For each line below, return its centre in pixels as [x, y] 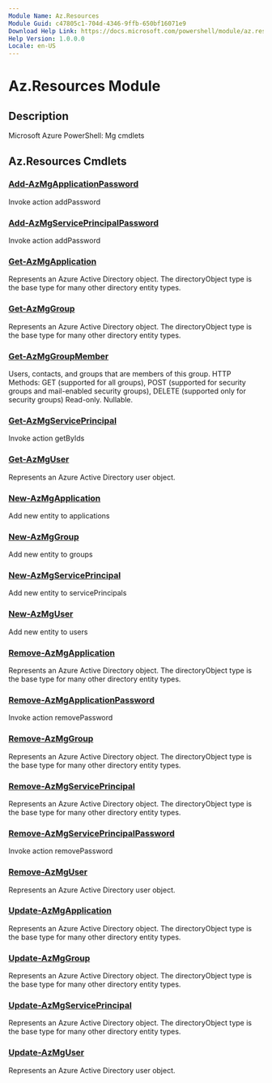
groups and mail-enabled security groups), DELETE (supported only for [127, 391]
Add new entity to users [48, 632]
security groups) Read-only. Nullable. [71, 400]
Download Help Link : [43, 31]
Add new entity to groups [51, 554]
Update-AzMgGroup [49, 958]
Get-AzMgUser [39, 459]
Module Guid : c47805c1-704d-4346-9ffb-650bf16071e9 [97, 24]
